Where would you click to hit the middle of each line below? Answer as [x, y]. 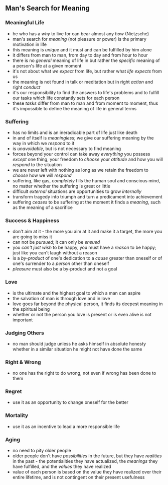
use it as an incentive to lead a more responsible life [66, 426]
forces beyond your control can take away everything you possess [81, 154]
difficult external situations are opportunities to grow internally [77, 191]
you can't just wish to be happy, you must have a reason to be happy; [84, 248]
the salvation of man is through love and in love [61, 298]
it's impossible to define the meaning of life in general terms [74, 108]
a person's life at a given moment [47, 65]
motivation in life [29, 44]
